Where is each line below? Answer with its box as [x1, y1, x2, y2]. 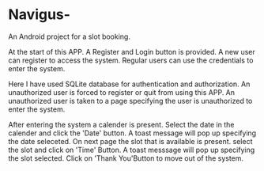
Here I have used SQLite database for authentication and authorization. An [8, 79, 251, 89]
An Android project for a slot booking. [8, 32, 130, 41]
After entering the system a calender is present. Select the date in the [8, 120, 235, 129]
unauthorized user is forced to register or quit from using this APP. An [8, 87, 236, 97]
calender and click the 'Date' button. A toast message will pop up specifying [8, 128, 257, 138]
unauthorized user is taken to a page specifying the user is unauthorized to [8, 96, 253, 105]
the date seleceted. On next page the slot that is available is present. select [8, 136, 253, 146]
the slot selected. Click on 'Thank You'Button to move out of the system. [8, 153, 243, 163]
